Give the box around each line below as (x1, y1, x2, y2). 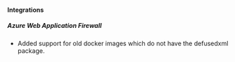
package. (17, 46, 45, 55)
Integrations (7, 6, 44, 14)
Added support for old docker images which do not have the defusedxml (17, 39, 229, 47)
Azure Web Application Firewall (7, 22, 102, 30)
